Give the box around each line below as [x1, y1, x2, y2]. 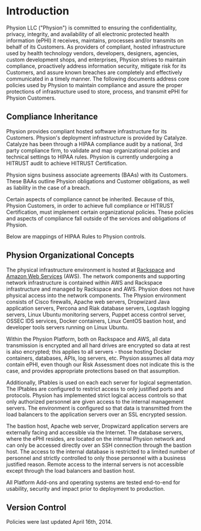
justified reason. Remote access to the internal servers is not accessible [6, 461, 184, 468]
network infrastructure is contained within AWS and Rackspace [6, 279, 163, 286]
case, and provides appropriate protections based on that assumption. [6, 367, 180, 374]
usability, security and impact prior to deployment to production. [6, 485, 165, 492]
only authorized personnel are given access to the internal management [6, 398, 184, 405]
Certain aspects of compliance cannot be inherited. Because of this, [6, 195, 175, 202]
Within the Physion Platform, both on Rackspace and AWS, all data [6, 335, 170, 342]
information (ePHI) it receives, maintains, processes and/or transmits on [6, 37, 184, 44]
